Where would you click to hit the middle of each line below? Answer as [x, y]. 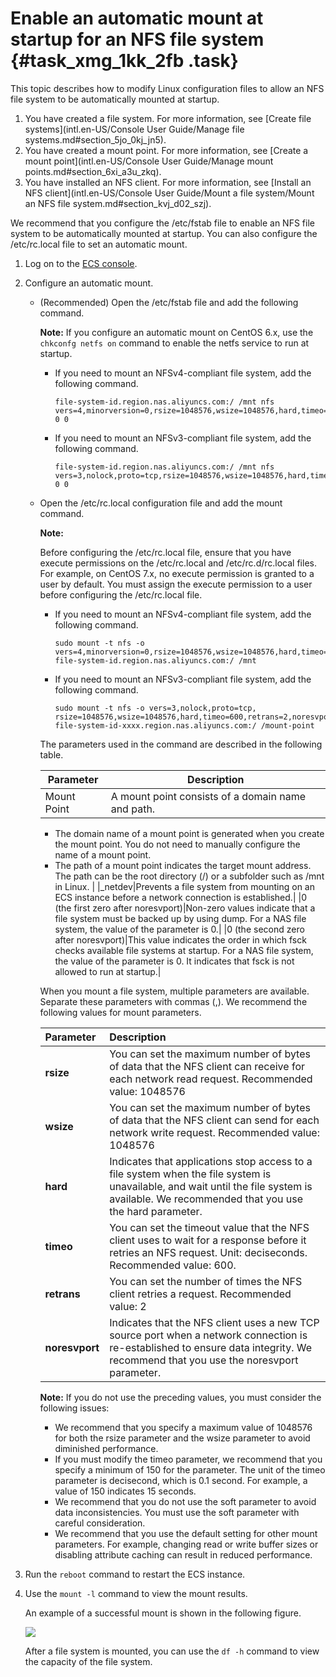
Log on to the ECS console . [81, 263]
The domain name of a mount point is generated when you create [189, 833]
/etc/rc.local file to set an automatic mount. [99, 244]
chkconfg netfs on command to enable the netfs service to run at [174, 343]
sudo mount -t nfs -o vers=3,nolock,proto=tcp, [155, 708]
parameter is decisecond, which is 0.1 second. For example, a [181, 1480]
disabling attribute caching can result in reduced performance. [183, 1554]
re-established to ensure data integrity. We [211, 1347]
